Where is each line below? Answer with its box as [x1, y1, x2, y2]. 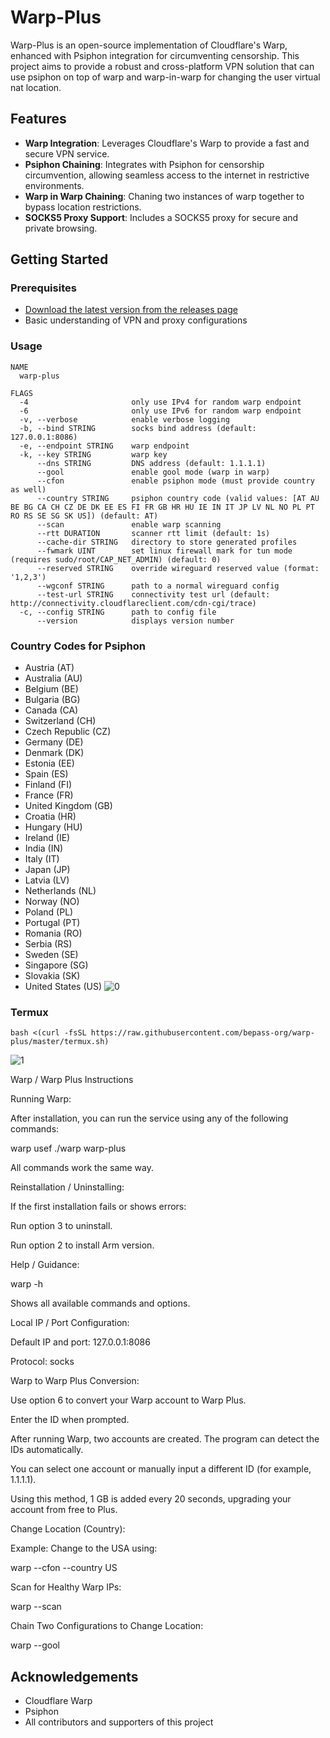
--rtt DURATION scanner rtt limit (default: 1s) [36, 528, 271, 538]
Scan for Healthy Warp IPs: [10, 1581, 122, 1593]
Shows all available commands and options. [10, 1297, 191, 1310]
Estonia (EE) [24, 757, 75, 770]
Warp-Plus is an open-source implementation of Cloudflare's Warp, [10, 39, 288, 51]
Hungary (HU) [24, 821, 83, 833]
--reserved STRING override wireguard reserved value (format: [36, 563, 320, 573]
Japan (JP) [24, 864, 71, 876]
